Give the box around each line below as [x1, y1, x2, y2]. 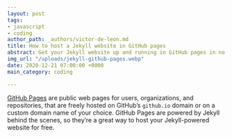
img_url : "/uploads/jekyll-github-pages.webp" [7, 56, 144, 63]
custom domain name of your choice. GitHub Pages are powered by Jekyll [7, 108, 220, 117]
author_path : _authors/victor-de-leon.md [7, 36, 129, 43]
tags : [7, 17, 23, 24]
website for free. [7, 123, 55, 131]
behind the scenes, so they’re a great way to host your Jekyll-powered [7, 115, 210, 124]
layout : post [7, 10, 45, 17]
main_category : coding [7, 68, 73, 75]
